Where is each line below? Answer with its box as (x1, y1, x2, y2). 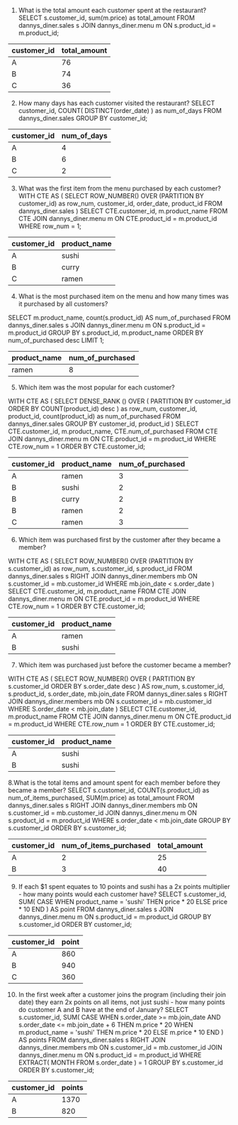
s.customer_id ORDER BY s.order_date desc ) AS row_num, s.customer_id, (8, 682, 225, 690)
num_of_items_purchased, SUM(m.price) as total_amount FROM (8, 794, 195, 802)
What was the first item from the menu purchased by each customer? (18, 184, 222, 193)
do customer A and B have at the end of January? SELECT (18, 1006, 189, 1013)
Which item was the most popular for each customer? (18, 383, 176, 392)
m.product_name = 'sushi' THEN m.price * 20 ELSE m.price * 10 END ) (18, 1028, 224, 1036)
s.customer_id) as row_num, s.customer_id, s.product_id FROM (8, 564, 193, 573)
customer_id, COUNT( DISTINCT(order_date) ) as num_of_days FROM (18, 107, 222, 114)
